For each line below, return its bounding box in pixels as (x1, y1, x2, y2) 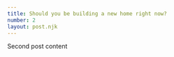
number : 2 (7, 17, 36, 24)
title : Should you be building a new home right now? (7, 10, 168, 17)
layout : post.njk (7, 23, 58, 30)
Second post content (7, 42, 68, 51)
